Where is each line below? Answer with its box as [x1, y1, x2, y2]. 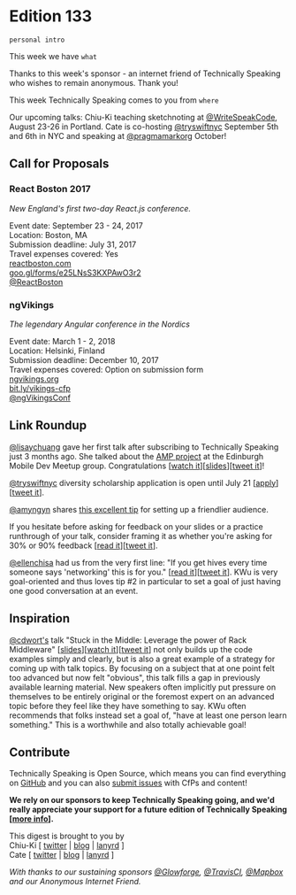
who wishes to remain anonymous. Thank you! [9, 77, 178, 88]
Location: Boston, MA [9, 229, 88, 240]
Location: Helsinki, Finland [9, 345, 105, 356]
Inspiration [9, 611, 71, 626]
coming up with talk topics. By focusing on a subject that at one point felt [9, 662, 276, 674]
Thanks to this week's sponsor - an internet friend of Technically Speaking [9, 68, 281, 79]
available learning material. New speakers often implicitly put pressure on [9, 682, 277, 692]
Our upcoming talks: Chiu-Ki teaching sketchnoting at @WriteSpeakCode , [9, 112, 278, 122]
